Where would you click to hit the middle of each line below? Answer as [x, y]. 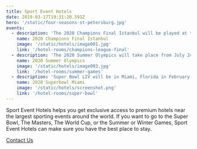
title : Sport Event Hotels [39, 11]
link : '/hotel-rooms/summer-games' [60, 72]
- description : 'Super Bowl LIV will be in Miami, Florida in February [101, 77]
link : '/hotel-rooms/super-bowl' [57, 93]
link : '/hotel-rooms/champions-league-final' [73, 50]
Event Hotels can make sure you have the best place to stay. [79, 128]
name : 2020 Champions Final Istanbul [63, 39]
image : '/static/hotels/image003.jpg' [64, 66]
